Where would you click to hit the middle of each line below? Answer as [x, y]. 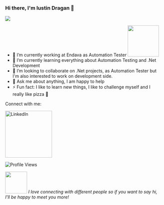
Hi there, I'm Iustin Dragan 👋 [40, 8]
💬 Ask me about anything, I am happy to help [58, 81]
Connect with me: [23, 104]
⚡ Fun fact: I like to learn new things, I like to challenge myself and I [81, 87]
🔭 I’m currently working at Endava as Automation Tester [70, 55]
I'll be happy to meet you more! [37, 197]
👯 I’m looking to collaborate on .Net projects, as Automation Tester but [84, 71]
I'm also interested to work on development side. [63, 76]
